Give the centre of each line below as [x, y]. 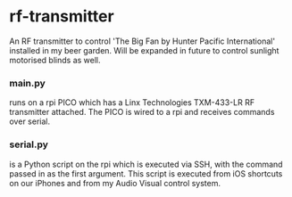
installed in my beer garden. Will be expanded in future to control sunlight [144, 50]
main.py [28, 83]
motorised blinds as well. [55, 60]
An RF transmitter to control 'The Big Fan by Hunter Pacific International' [142, 41]
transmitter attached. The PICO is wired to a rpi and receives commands [142, 112]
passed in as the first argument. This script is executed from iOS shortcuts [146, 173]
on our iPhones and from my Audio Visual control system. [115, 183]
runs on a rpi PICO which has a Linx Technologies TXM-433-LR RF [132, 103]
